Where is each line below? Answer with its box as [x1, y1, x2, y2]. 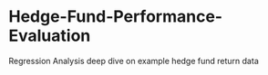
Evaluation [8, 25, 91, 46]
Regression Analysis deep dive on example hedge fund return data [8, 55, 259, 66]
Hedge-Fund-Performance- [8, 6, 223, 27]
